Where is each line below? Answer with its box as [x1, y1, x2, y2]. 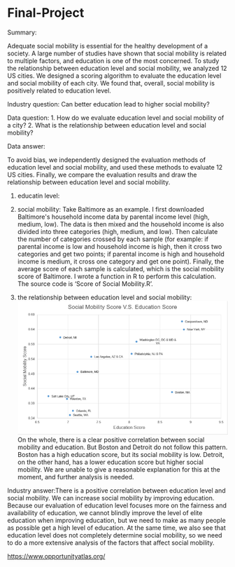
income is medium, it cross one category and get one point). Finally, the [17, 257, 225, 266]
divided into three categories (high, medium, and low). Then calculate [17, 227, 218, 235]
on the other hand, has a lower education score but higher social [17, 458, 204, 467]
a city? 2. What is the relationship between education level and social [7, 121, 206, 129]
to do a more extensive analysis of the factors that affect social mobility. [7, 538, 215, 547]
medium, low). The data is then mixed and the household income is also [17, 219, 225, 228]
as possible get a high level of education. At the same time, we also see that [7, 524, 226, 532]
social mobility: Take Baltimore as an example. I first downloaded [17, 205, 204, 213]
